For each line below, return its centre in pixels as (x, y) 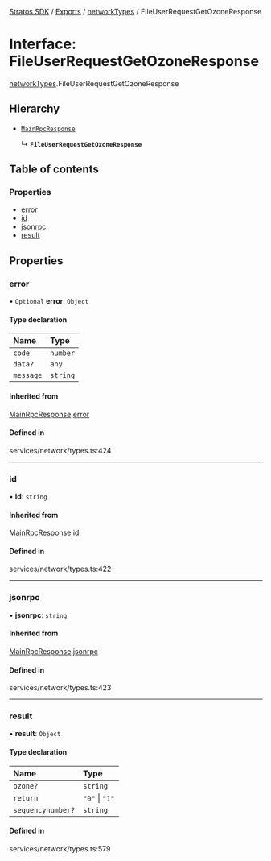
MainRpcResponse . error (49, 414)
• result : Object (35, 734)
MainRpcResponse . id (44, 533)
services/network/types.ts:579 (60, 848)
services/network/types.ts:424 (60, 450)
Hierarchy (35, 109)
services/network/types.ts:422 (60, 569)
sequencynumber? (44, 810)
